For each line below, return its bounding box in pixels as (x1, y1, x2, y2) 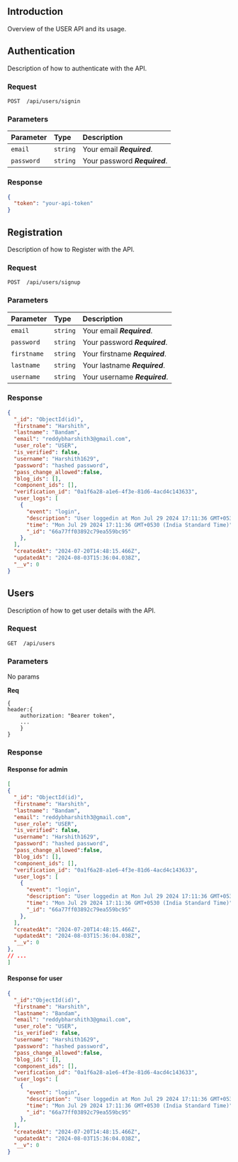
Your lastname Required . (82, 360, 165, 370)
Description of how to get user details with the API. (7, 606, 156, 615)
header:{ (7, 706, 33, 713)
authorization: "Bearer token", (20, 713, 115, 720)
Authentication (7, 45, 76, 57)
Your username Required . (82, 372, 169, 382)
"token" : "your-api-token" (13, 200, 93, 207)
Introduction (7, 6, 64, 18)
